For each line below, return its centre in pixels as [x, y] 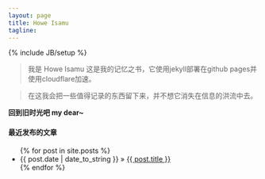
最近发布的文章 [33, 132]
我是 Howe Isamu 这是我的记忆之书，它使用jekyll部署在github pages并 [142, 69]
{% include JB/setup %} [48, 53]
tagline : [23, 30]
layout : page [30, 15]
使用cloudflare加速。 [62, 79]
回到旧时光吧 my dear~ [46, 112]
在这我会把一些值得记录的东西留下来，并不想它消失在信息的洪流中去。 [142, 96]
